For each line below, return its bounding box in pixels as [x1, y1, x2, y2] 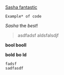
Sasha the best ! [5, 22, 38, 28]
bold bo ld [5, 52, 27, 57]
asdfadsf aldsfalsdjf [17, 32, 59, 38]
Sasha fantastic [5, 4, 38, 10]
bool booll [5, 42, 27, 48]
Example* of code [5, 14, 42, 19]
